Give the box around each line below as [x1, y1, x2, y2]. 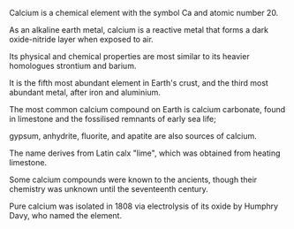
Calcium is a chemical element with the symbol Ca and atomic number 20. [9, 8, 279, 18]
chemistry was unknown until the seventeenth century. [9, 184, 209, 194]
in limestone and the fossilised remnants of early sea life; [9, 114, 216, 124]
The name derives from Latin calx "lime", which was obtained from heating [9, 148, 281, 158]
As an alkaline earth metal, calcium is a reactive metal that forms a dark [9, 25, 269, 34]
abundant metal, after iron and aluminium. [9, 88, 161, 97]
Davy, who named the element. [9, 210, 122, 220]
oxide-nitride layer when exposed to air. [9, 34, 155, 44]
